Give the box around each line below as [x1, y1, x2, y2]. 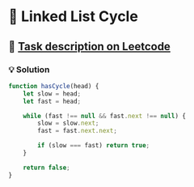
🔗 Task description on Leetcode [8, 40, 171, 53]
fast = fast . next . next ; [37, 127, 117, 135]
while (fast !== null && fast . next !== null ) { [23, 112, 186, 120]
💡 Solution [8, 64, 50, 75]
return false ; [23, 164, 70, 172]
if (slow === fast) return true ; [37, 142, 150, 150]
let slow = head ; [23, 89, 82, 98]
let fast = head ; [23, 97, 82, 105]
